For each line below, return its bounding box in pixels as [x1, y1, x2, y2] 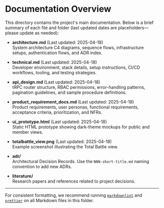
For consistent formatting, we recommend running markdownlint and [5, 192, 143, 198]
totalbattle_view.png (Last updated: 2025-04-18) [12, 138, 112, 145]
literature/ [12, 173, 33, 179]
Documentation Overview [5, 3, 111, 15]
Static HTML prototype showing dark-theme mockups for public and [12, 124, 150, 130]
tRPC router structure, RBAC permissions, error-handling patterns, [12, 84, 145, 90]
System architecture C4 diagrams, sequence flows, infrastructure [12, 44, 144, 50]
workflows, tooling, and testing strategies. [12, 69, 97, 75]
